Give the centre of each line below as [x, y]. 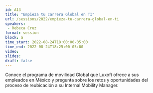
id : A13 [13, 10]
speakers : [15, 24]
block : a [14, 38]
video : [12, 51]
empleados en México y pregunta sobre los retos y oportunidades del [77, 80]
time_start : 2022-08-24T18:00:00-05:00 [47, 42]
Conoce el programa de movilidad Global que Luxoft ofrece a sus [72, 75]
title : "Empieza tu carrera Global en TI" [50, 14]
